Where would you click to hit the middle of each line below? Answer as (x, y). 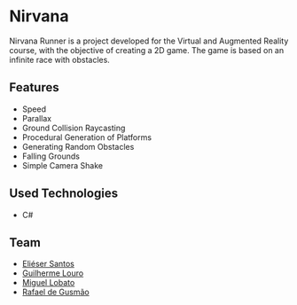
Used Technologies (63, 194)
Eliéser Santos (48, 264)
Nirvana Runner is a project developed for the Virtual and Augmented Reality (149, 41)
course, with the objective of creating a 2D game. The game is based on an (147, 50)
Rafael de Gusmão (56, 292)
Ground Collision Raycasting (74, 128)
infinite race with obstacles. (60, 59)
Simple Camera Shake (63, 165)
